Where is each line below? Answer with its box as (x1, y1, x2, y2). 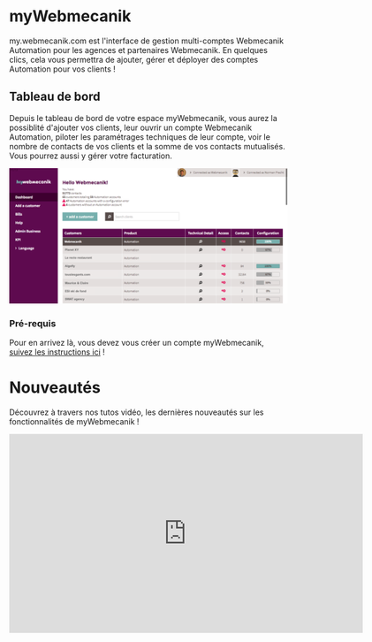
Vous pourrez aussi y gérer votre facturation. (9, 150, 172, 161)
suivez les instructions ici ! (9, 347, 106, 357)
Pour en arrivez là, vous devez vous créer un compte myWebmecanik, (9, 338, 264, 348)
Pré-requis (9, 317, 57, 329)
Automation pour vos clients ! (9, 64, 117, 74)
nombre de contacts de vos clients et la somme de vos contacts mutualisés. (9, 141, 285, 151)
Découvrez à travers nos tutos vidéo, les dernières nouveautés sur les (9, 407, 264, 417)
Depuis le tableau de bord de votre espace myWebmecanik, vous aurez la (9, 112, 278, 123)
